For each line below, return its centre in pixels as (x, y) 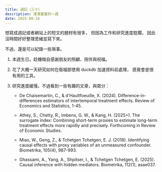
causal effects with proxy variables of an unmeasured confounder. (85, 145)
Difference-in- (132, 96)
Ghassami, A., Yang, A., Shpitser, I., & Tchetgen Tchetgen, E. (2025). (87, 159)
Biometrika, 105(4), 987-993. (48, 150)
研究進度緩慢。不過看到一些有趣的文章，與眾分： (61, 86)
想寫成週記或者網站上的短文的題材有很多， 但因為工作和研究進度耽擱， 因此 (80, 33)
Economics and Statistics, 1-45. (51, 106)
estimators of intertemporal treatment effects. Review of (99, 101)
